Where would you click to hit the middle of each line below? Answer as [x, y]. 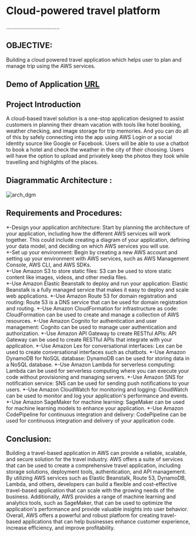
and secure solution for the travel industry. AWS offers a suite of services [94, 460]
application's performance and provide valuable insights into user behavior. [97, 509]
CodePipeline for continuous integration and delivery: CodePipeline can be [96, 414]
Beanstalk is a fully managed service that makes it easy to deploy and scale [97, 289]
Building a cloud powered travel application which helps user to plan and [94, 59]
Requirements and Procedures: [64, 213]
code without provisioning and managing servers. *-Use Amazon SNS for [95, 377]
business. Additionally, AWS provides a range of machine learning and [91, 497]
